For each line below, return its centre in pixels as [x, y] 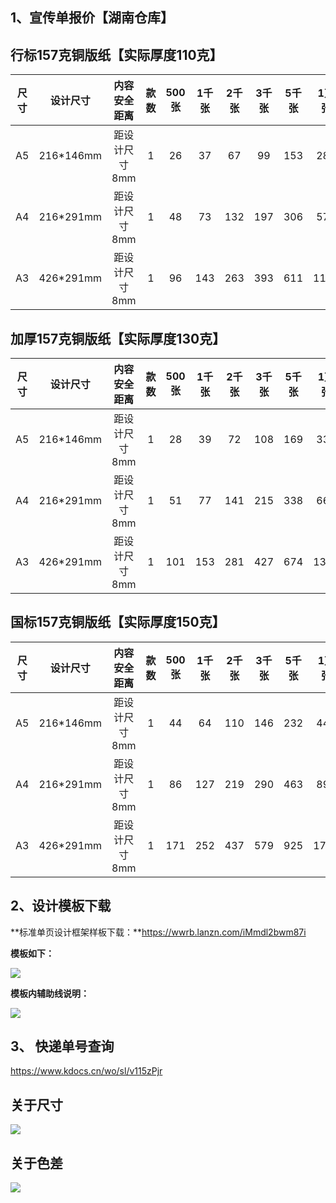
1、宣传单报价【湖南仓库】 [92, 18]
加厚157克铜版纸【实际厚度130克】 [118, 338]
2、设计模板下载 [61, 906]
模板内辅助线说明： [50, 993]
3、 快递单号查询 [62, 1046]
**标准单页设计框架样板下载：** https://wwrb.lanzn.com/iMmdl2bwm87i [158, 932]
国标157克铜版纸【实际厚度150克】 [118, 622]
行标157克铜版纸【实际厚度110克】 [116, 54]
